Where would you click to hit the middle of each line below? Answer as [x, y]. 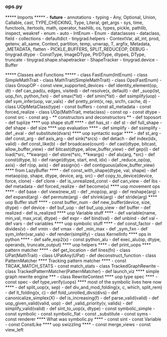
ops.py [14, 6]
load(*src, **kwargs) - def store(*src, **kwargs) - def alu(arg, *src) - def [80, 154]
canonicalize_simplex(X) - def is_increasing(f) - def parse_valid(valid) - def [82, 298]
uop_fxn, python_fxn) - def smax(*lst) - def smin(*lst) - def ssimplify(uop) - [83, 96]
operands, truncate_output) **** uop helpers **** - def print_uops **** [78, 245]
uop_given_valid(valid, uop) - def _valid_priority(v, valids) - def [69, 303]
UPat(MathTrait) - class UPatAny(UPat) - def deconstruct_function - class [81, 255]
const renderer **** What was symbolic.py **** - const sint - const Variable [83, 319]
